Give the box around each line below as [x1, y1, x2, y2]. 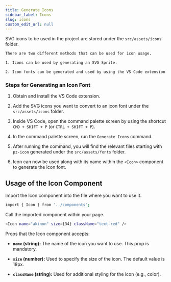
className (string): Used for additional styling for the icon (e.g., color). [12, 271, 161, 277]
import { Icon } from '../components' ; [5, 202, 90, 207]
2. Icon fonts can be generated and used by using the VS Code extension [5, 69, 166, 74]
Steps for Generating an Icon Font [5, 81, 91, 88]
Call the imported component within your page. [5, 211, 105, 217]
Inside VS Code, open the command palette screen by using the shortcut [12, 118, 166, 124]
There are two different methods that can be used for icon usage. [5, 51, 152, 56]
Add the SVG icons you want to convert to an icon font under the [12, 103, 149, 109]
